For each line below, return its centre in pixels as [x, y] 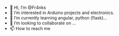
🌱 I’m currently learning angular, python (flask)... [59, 18]
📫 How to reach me [30, 28]
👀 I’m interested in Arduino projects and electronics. [62, 13]
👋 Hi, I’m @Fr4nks [28, 8]
